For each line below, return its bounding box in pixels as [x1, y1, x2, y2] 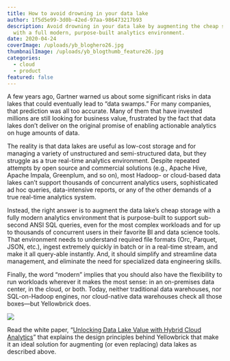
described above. [7, 347, 57, 356]
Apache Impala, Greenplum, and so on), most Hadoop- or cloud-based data [7, 171, 221, 179]
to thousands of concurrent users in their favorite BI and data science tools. [7, 228, 220, 236]
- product [13, 67, 41, 74]
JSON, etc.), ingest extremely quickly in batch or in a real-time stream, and [7, 242, 218, 251]
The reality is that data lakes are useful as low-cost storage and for [7, 142, 196, 151]
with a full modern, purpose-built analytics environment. [13, 29, 186, 36]
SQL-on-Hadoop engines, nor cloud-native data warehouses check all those [7, 292, 222, 301]
